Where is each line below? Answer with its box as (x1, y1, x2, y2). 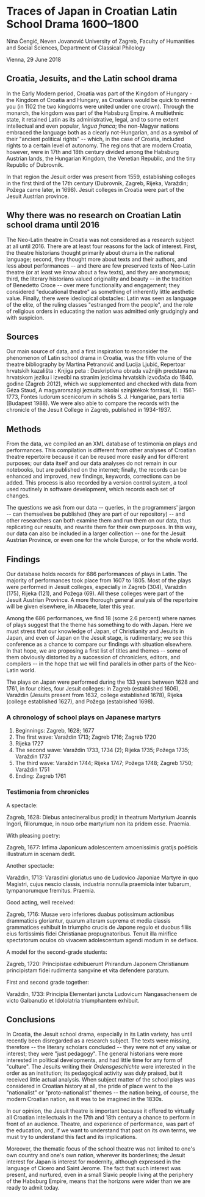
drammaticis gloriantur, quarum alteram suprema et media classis (6, 917, 171, 924)
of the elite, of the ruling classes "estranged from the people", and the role (6, 301, 193, 308)
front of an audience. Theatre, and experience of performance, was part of (6, 1120, 195, 1128)
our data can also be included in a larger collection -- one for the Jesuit (6, 530, 186, 537)
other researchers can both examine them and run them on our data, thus (6, 517, 191, 524)
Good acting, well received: (6, 898, 75, 906)
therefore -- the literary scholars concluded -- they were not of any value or (6, 1044, 197, 1051)
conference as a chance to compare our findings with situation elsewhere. (6, 640, 193, 648)
